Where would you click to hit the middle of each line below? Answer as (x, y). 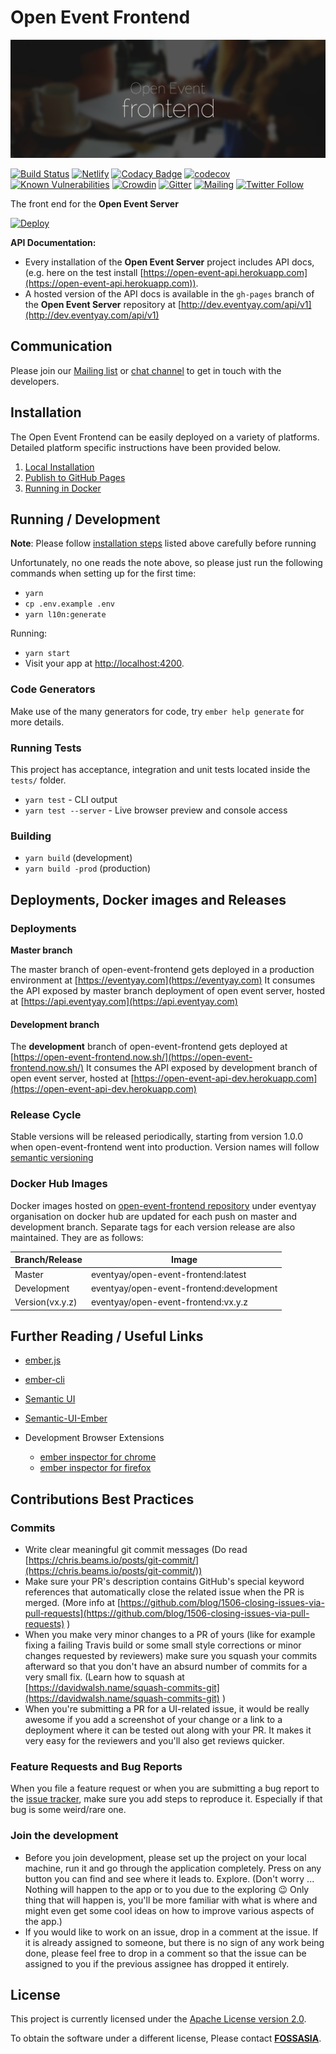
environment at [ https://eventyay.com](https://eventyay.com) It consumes (163, 980)
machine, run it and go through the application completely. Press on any (173, 1868)
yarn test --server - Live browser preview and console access (156, 810)
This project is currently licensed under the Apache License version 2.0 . (158, 2019)
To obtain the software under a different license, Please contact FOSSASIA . (166, 2038)
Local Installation (59, 467)
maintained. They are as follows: (77, 1237)
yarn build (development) (78, 858)
